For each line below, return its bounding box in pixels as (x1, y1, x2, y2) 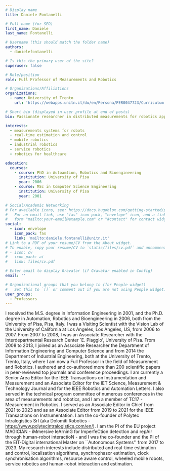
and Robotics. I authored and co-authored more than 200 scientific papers (5, 364, 161, 370)
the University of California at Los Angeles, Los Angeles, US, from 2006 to (5, 326, 160, 332)
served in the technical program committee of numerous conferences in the (5, 391, 163, 397)
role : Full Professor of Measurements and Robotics (5, 77, 116, 82)
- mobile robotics (10, 137, 49, 142)
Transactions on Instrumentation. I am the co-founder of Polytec (5, 412, 139, 418)
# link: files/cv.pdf (5, 259, 56, 264)
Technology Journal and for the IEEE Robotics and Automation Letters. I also (5, 385, 164, 391)
